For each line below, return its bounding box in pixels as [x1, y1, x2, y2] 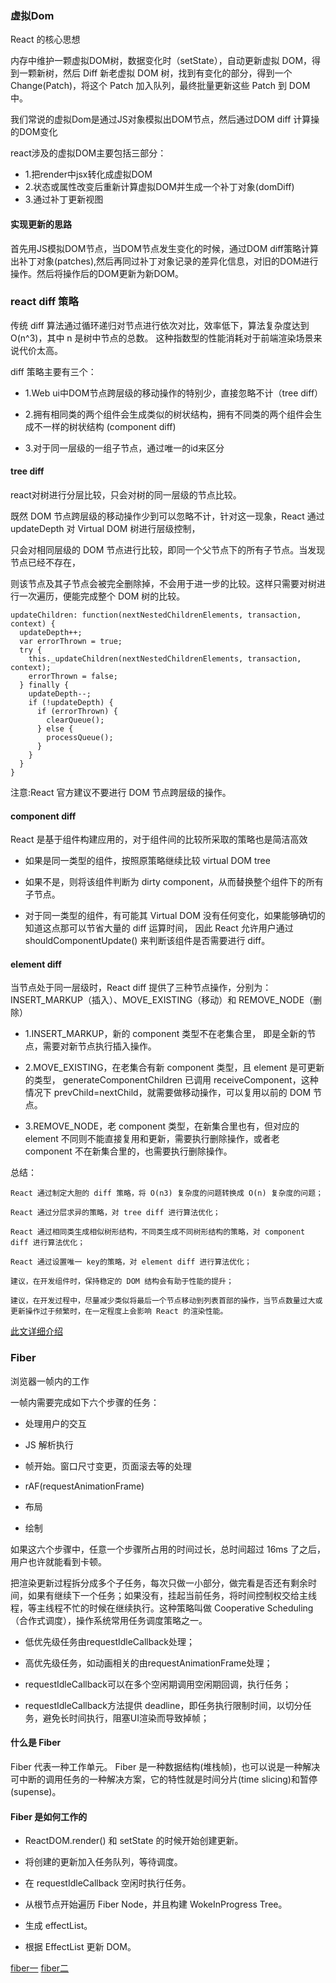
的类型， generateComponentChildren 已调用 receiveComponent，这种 [24, 1074, 319, 1086]
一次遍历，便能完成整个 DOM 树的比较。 [18, 590, 186, 602]
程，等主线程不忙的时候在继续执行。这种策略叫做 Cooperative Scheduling [10, 1602, 314, 1614]
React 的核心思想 [10, 33, 81, 46]
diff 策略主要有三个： [10, 365, 97, 377]
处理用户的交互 [24, 1417, 87, 1429]
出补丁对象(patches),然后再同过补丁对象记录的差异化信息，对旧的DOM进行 [10, 255, 319, 267]
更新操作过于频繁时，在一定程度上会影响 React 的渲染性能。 [10, 1307, 228, 1317]
